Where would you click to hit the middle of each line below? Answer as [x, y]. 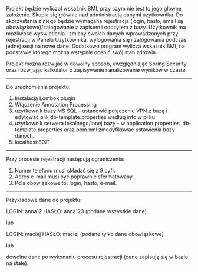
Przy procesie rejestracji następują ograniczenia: [65, 159]
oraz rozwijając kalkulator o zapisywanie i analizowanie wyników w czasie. [97, 70]
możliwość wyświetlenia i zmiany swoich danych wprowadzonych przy [92, 34]
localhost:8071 [32, 142]
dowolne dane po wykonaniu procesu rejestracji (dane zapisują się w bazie [97, 257]
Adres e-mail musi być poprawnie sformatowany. [74, 177]
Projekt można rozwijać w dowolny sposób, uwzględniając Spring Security [96, 64]
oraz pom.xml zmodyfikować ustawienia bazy [119, 130]
